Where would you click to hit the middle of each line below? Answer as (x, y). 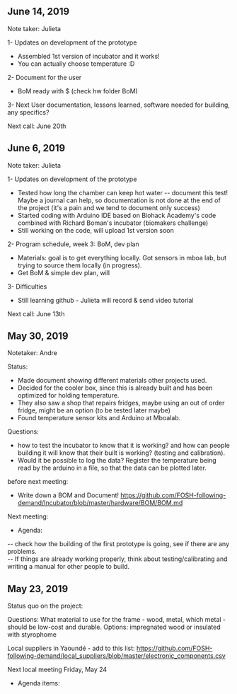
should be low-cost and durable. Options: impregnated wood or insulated (114, 627)
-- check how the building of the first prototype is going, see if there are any (118, 544)
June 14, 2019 (38, 12)
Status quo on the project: (45, 606)
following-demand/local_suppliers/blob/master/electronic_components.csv (117, 656)
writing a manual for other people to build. (68, 567)
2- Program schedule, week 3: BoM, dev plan (73, 244)
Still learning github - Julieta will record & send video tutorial (105, 300)
